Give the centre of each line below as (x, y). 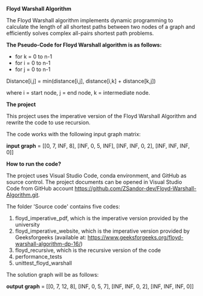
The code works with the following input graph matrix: (73, 134)
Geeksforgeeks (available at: (50, 237)
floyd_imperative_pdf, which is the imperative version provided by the (101, 218)
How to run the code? (34, 164)
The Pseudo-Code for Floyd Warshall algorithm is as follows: (84, 45)
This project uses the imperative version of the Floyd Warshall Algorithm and (101, 116)
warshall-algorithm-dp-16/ (48, 244)
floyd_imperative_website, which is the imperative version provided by (102, 231)
